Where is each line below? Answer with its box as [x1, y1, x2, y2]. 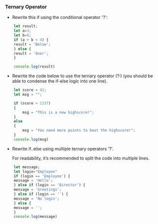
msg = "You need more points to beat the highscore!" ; [22, 128, 136, 133]
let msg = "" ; [14, 92, 42, 97]
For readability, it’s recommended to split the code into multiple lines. [12, 155, 150, 161]
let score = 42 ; [14, 87, 47, 93]
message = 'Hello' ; [14, 178, 53, 183]
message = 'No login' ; [14, 196, 60, 201]
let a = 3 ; [14, 28, 32, 34]
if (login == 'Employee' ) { [14, 173, 70, 178]
